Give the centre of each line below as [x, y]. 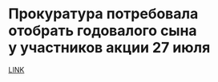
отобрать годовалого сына [103, 31]
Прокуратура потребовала [103, 14]
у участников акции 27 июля [109, 48]
